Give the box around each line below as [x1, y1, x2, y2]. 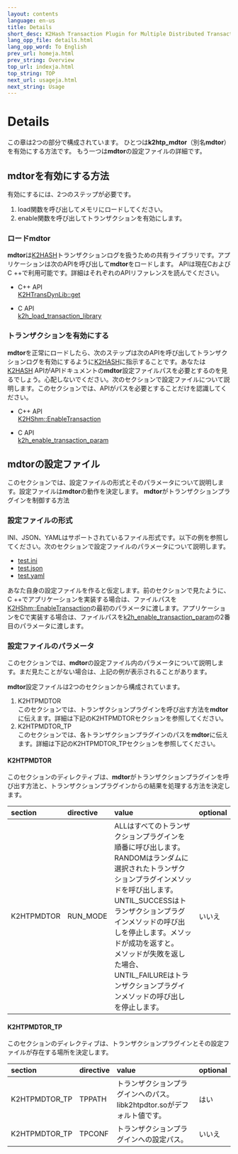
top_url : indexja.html [7, 63, 74, 70]
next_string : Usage [7, 83, 65, 90]
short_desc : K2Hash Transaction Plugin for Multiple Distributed [7, 30, 204, 38]
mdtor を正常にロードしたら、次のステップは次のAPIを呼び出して [7, 348, 197, 357]
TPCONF [79, 1129, 109, 1139]
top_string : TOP [7, 70, 55, 77]
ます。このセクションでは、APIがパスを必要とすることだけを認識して [19, 384, 221, 392]
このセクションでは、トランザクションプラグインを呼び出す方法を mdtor [17, 705, 229, 713]
